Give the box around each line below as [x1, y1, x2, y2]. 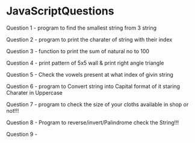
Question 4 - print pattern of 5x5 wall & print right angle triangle [6, 59, 164, 66]
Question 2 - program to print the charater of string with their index [6, 36, 173, 43]
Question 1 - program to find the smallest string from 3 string [6, 24, 157, 31]
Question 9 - [6, 130, 38, 138]
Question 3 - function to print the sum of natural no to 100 [6, 47, 149, 55]
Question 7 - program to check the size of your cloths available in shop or [6, 101, 189, 108]
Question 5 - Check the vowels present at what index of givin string [6, 71, 173, 78]
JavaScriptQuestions [6, 4, 114, 18]
